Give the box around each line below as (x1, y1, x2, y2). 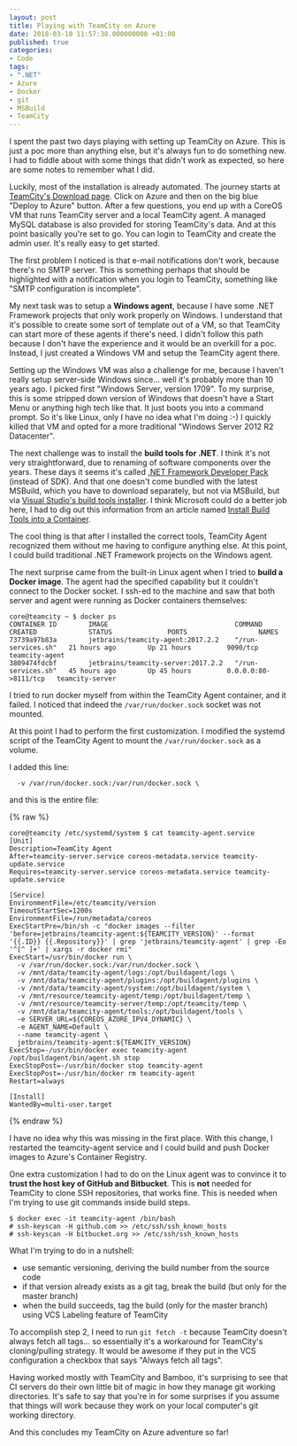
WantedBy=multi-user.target (9, 1100, 113, 1109)
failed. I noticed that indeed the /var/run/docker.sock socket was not (9, 699, 262, 710)
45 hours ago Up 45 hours (68, 666, 192, 676)
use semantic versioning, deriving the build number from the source (21, 1263, 270, 1273)
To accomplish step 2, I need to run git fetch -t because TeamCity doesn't (9, 1326, 287, 1338)
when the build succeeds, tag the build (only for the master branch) (21, 1300, 268, 1311)
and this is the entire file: (9, 795, 99, 805)
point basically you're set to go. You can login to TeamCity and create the (9, 229, 277, 239)
